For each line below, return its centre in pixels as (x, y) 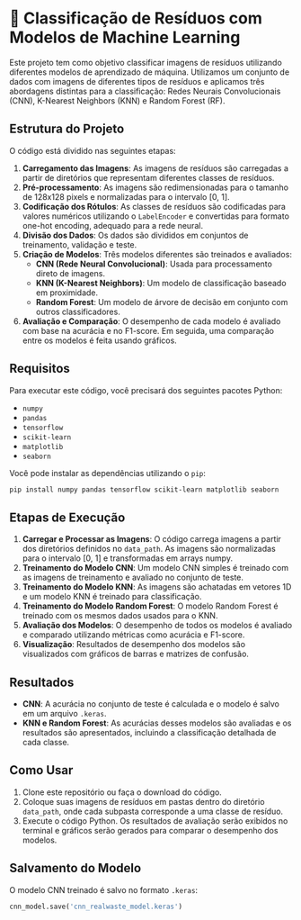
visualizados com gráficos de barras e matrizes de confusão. (136, 654)
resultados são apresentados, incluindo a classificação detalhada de (149, 733)
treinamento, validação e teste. (80, 244)
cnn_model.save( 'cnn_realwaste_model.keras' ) (96, 906)
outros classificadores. (78, 311)
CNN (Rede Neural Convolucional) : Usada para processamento (154, 264)
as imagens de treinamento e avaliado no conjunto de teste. (133, 577)
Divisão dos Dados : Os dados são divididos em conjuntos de (135, 235)
